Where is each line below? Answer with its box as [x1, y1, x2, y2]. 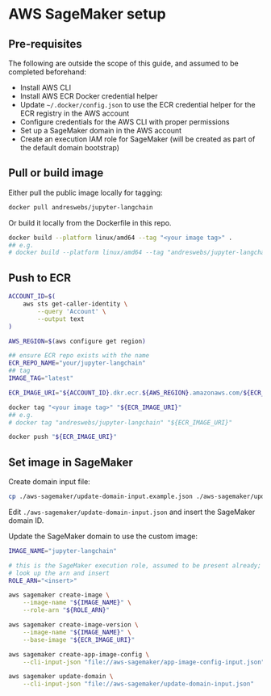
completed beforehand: [8, 67, 87, 77]
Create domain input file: [8, 477, 90, 487]
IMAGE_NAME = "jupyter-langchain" [8, 546, 117, 555]
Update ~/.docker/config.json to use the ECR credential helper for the [19, 100, 256, 109]
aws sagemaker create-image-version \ [8, 621, 139, 629]
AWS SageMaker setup [8, 5, 167, 23]
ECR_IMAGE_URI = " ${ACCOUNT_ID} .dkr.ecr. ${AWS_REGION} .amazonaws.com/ [8, 389, 244, 397]
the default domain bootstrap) [19, 143, 119, 152]
